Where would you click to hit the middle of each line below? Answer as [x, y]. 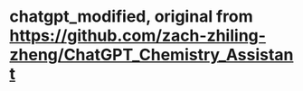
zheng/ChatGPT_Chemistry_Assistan [151, 55]
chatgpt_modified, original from [131, 17]
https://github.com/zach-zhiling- [138, 36]
